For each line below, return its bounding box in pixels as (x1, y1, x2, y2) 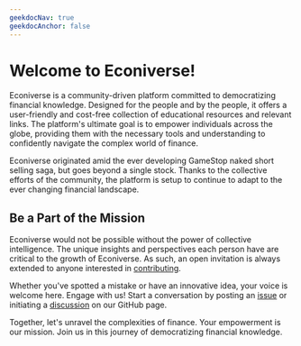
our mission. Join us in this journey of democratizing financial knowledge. (9, 326, 283, 338)
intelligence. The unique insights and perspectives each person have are (9, 244, 279, 255)
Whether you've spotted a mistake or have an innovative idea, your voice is (9, 280, 288, 291)
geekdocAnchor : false (9, 22, 91, 31)
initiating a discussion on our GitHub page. (9, 299, 168, 311)
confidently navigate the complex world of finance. (9, 138, 198, 149)
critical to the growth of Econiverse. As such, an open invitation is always (9, 253, 281, 264)
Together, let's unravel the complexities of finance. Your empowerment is (9, 317, 281, 328)
